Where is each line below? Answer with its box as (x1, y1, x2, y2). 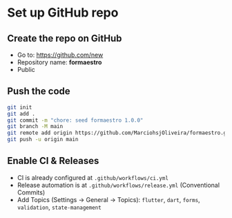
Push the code (7, 85, 70, 98)
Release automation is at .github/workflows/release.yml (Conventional (17, 181, 220, 189)
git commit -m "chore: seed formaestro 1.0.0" (7, 116, 144, 124)
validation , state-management (17, 203, 101, 211)
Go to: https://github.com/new (17, 51, 104, 59)
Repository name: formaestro (17, 58, 102, 66)
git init (7, 104, 32, 111)
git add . (7, 110, 36, 117)
